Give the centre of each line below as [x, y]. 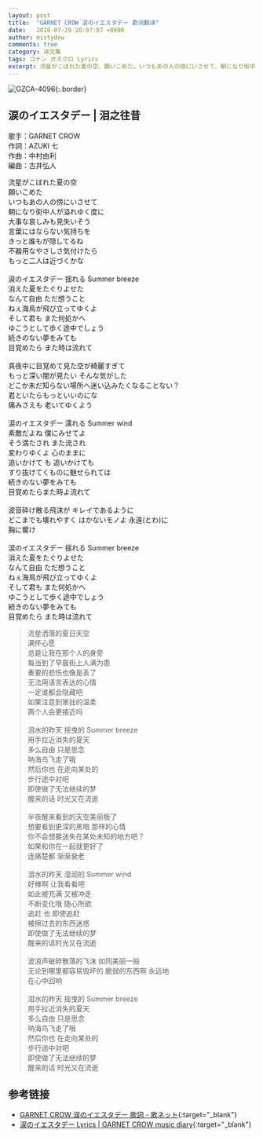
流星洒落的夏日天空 [58, 633]
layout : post [29, 15]
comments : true [33, 45]
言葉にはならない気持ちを [49, 231]
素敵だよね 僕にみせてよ [47, 433]
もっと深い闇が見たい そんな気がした [68, 375]
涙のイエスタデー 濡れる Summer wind [70, 423]
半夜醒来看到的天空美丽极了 [72, 817]
